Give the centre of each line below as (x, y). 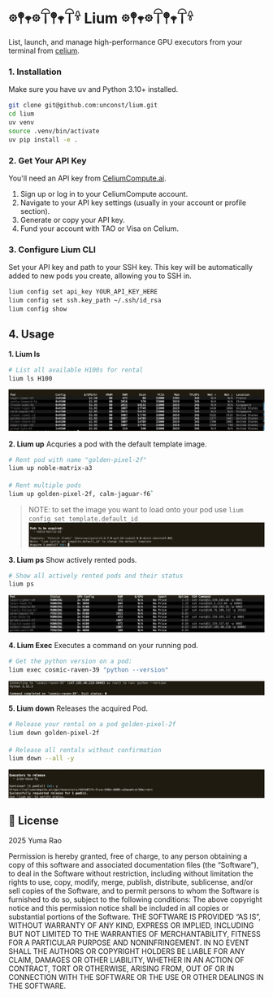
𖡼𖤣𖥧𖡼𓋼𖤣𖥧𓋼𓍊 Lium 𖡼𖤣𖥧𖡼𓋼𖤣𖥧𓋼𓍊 (101, 18)
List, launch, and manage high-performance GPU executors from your (126, 41)
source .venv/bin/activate (54, 131)
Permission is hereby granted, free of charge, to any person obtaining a (128, 856)
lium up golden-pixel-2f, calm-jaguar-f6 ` (81, 494)
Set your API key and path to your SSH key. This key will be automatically (131, 268)
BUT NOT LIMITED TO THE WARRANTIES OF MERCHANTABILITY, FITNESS (135, 934)
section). (35, 211)
